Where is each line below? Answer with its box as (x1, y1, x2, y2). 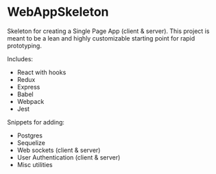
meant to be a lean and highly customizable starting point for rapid (7, 34, 195, 42)
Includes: (7, 54, 33, 63)
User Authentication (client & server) (16, 153, 121, 162)
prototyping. (7, 41, 43, 50)
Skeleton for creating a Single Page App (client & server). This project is (7, 27, 210, 35)
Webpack (16, 97, 45, 105)
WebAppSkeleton (7, 4, 109, 20)
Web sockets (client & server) (16, 146, 101, 154)
